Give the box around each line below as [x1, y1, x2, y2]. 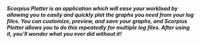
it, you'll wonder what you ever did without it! [7, 30, 122, 37]
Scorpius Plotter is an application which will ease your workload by [7, 5, 178, 12]
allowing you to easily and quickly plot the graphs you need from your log [7, 11, 194, 18]
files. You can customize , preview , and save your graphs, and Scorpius [7, 17, 187, 24]
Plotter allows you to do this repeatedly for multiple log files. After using [7, 24, 190, 31]
